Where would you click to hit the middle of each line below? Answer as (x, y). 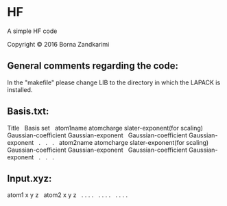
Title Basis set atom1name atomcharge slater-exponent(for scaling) (105, 128)
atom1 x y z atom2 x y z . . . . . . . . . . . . (68, 195)
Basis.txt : (28, 112)
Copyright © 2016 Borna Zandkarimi (58, 44)
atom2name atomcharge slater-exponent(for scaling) (134, 142)
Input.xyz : (29, 178)
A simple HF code (32, 31)
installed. (20, 89)
